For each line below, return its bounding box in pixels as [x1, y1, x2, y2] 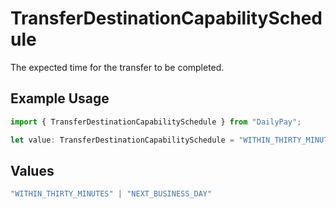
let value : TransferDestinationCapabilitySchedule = [10, 135, 235, 145]
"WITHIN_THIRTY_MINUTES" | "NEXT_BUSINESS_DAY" [10, 189, 213, 199]
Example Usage [10, 90, 110, 107]
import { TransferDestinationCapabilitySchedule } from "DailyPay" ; [10, 117, 302, 127]
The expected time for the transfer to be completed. [10, 61, 225, 73]
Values [10, 162, 55, 179]
